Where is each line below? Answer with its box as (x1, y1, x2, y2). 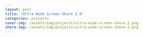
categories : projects (5, 16, 49, 21)
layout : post (5, 7, 32, 12)
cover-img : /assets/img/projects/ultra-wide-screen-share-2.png (5, 20, 139, 25)
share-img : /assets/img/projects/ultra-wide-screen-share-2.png (5, 25, 139, 30)
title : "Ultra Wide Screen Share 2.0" (5, 12, 84, 16)
